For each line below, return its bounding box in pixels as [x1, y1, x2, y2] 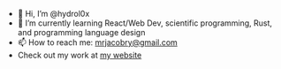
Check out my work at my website [17, 50, 142, 60]
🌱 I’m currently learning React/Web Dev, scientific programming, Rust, [17, 18, 272, 28]
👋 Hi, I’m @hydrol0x [17, 9, 90, 19]
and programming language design [17, 27, 146, 37]
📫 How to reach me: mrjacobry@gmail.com [17, 37, 178, 48]
